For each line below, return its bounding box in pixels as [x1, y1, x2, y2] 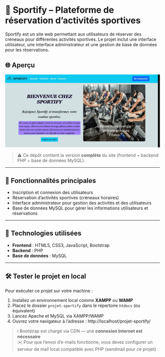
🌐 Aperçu [5, 61, 35, 69]
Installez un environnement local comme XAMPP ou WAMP [12, 297, 134, 303]
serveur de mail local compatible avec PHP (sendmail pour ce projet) [17, 346, 156, 352]
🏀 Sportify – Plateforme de [5, 4, 114, 16]
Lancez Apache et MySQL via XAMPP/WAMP [12, 313, 104, 319]
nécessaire [17, 333, 41, 339]
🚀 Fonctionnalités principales [5, 177, 96, 185]
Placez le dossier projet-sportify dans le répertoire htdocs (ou [12, 302, 140, 308]
